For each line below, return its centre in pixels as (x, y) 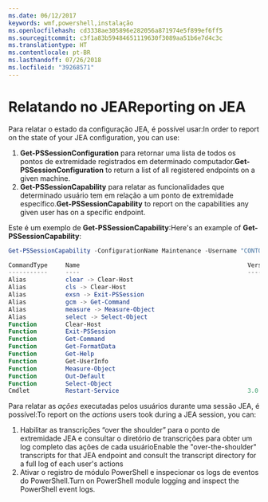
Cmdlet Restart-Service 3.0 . (135, 391)
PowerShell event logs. (57, 489)
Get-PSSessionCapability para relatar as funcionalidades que (122, 186)
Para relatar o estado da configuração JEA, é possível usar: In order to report (134, 129)
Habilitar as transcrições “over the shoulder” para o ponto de (120, 430)
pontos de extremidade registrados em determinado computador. (127, 161)
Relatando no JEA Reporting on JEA (127, 106)
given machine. (45, 178)
